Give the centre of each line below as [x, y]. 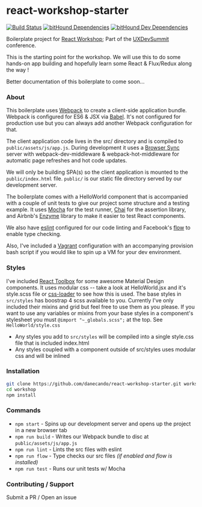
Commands [23, 410]
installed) [26, 462]
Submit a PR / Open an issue [41, 497]
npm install [21, 395]
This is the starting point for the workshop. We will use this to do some [93, 57]
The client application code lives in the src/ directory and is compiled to [95, 141]
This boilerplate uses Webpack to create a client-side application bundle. [97, 110]
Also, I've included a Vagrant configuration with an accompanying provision [100, 246]
